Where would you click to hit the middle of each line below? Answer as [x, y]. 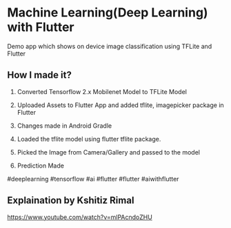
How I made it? [40, 75]
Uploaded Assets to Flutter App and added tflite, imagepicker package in [120, 105]
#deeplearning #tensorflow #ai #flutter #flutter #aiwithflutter [93, 179]
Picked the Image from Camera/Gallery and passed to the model [108, 152]
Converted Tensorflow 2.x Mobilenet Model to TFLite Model [102, 91]
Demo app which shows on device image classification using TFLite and [110, 46]
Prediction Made [40, 166]
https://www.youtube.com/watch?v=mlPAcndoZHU [80, 217]
